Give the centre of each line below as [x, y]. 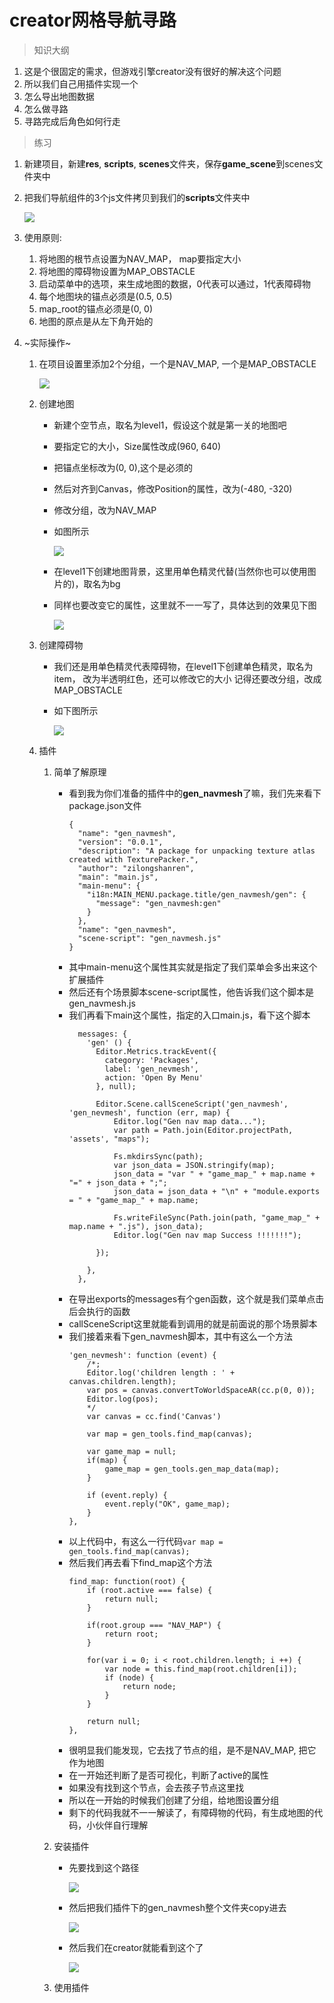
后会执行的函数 [99, 1311]
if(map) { [107, 1460]
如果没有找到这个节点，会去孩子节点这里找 [156, 1787]
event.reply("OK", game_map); [167, 1504]
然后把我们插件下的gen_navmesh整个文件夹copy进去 [177, 1907]
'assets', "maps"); [109, 1139]
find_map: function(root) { [127, 1581]
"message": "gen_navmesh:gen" [158, 903]
